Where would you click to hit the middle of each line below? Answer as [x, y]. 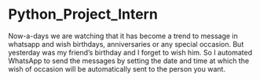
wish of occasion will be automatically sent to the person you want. [117, 69]
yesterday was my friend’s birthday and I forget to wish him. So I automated [130, 52]
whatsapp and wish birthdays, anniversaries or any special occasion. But [126, 44]
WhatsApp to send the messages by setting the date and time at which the [129, 61]
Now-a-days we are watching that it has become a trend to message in [123, 36]
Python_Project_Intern [83, 14]
